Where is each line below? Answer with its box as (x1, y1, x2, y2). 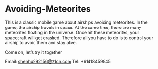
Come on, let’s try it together (5, 49, 62, 55)
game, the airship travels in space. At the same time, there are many (5, 24, 141, 30)
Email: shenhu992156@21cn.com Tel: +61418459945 (5, 58, 111, 64)
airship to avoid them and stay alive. (5, 40, 77, 45)
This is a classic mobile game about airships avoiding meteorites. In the (5, 19, 148, 25)
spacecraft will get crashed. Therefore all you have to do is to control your (5, 35, 153, 41)
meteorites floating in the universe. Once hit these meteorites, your (5, 29, 140, 35)
